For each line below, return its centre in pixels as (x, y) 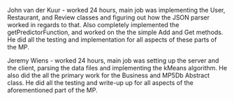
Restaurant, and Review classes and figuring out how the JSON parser (108, 17)
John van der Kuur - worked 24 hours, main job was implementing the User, (116, 10)
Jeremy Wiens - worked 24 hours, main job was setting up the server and (113, 61)
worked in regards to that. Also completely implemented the (93, 25)
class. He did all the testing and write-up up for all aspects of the (101, 83)
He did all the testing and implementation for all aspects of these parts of (112, 40)
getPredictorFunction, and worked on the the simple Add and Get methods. (115, 32)
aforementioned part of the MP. (52, 90)
